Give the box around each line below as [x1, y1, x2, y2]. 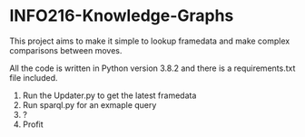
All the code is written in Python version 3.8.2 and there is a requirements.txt [9, 63, 296, 73]
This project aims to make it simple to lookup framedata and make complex [9, 35, 290, 46]
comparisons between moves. [9, 44, 123, 55]
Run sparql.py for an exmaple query [22, 99, 157, 110]
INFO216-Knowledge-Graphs [9, 5, 234, 26]
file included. [9, 72, 58, 83]
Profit [22, 119, 44, 130]
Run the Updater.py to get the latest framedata [22, 90, 197, 101]
